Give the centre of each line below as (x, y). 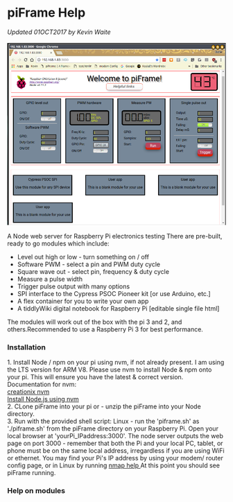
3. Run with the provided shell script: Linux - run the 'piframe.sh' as (103, 422)
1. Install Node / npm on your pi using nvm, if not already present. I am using (116, 363)
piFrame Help (46, 13)
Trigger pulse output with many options (74, 286)
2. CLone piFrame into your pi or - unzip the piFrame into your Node (104, 406)
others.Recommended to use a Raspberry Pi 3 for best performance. (105, 329)
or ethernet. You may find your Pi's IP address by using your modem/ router (115, 458)
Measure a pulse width (50, 279)
